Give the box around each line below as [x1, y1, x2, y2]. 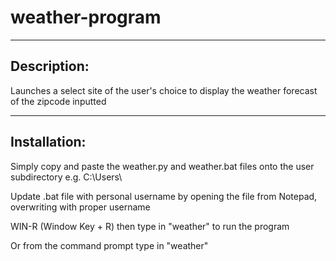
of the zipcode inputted [10, 95, 107, 107]
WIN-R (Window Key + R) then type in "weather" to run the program [10, 220, 290, 232]
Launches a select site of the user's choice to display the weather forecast [10, 84, 318, 96]
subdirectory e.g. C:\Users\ [10, 171, 123, 183]
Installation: [10, 134, 87, 151]
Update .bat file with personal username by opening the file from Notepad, [10, 190, 318, 202]
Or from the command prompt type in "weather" [10, 239, 209, 251]
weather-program [10, 6, 162, 29]
